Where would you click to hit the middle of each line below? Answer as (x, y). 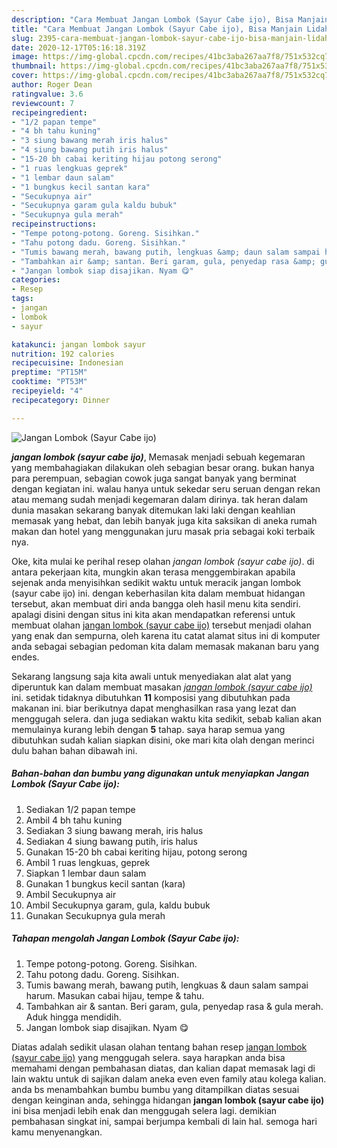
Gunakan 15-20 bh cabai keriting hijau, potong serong (136, 852)
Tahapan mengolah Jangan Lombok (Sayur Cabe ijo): (125, 938)
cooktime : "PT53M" (49, 382)
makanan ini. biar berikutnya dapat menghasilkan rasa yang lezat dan (154, 708)
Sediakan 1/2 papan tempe (80, 809)
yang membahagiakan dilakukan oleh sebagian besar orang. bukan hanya (163, 467)
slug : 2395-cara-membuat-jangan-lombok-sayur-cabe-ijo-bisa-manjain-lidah (170, 38)
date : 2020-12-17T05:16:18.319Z (78, 47)
